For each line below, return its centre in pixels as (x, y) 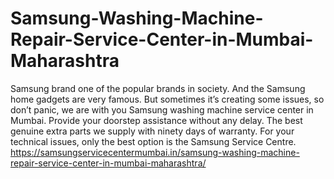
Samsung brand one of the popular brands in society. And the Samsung (158, 88)
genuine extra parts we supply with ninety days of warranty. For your (152, 131)
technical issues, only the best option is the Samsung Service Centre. (153, 141)
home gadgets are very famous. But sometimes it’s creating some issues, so (167, 99)
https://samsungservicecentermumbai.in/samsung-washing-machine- (155, 152)
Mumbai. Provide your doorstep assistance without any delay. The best (156, 120)
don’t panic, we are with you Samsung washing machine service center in (162, 109)
